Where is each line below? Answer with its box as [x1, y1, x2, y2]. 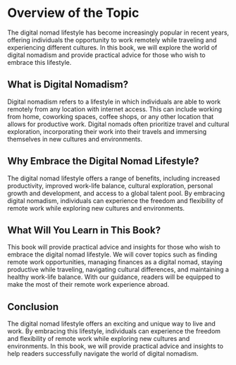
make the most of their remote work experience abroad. [7, 280, 170, 289]
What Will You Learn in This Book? [7, 224, 161, 236]
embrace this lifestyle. [7, 58, 72, 66]
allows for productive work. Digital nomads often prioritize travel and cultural [7, 120, 230, 128]
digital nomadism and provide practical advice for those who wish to [7, 51, 206, 59]
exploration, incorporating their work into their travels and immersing [7, 127, 206, 135]
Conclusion [7, 301, 59, 313]
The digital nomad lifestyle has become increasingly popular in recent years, [7, 28, 230, 37]
